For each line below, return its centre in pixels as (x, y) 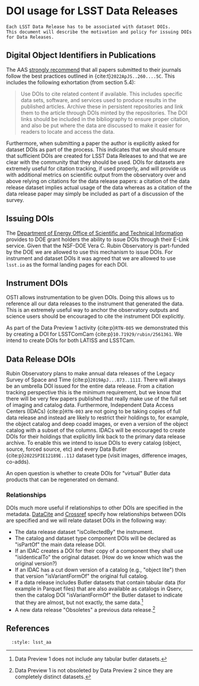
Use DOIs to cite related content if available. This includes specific (102, 94)
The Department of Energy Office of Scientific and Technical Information (95, 233)
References (28, 629)
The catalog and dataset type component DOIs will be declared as (95, 538)
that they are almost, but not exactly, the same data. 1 (79, 602)
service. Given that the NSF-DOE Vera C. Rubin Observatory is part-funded (98, 245)
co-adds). (18, 462)
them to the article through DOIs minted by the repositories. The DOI (104, 113)
